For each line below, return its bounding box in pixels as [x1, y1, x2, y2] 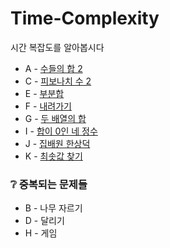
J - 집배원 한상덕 [24, 137, 91, 149]
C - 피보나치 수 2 [24, 75, 92, 87]
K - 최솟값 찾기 [24, 150, 83, 162]
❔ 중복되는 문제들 [10, 177, 88, 191]
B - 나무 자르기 [24, 202, 83, 214]
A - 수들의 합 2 [24, 62, 83, 74]
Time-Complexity [10, 7, 160, 30]
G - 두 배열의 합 [24, 112, 87, 124]
